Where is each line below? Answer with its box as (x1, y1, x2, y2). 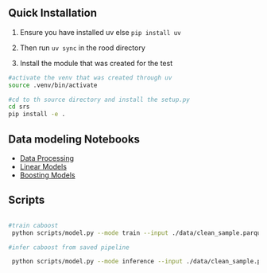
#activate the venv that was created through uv (8, 73, 172, 82)
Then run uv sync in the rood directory (19, 43, 145, 53)
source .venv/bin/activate (8, 81, 98, 89)
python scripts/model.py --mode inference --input (11, 258, 183, 266)
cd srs (8, 103, 30, 111)
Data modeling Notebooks (8, 132, 141, 146)
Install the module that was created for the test (19, 58, 173, 68)
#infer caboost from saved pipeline (8, 243, 130, 252)
